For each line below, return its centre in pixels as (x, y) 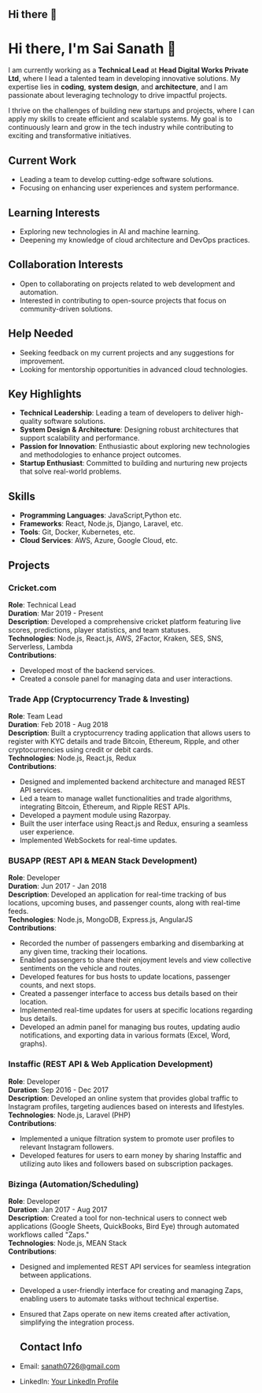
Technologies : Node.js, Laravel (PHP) (70, 1115)
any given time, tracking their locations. (83, 952)
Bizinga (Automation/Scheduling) (74, 1184)
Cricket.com (32, 588)
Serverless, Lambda (41, 646)
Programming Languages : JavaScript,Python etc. (101, 515)
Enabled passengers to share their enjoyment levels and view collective (135, 960)
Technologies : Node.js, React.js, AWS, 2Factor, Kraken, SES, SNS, (116, 638)
